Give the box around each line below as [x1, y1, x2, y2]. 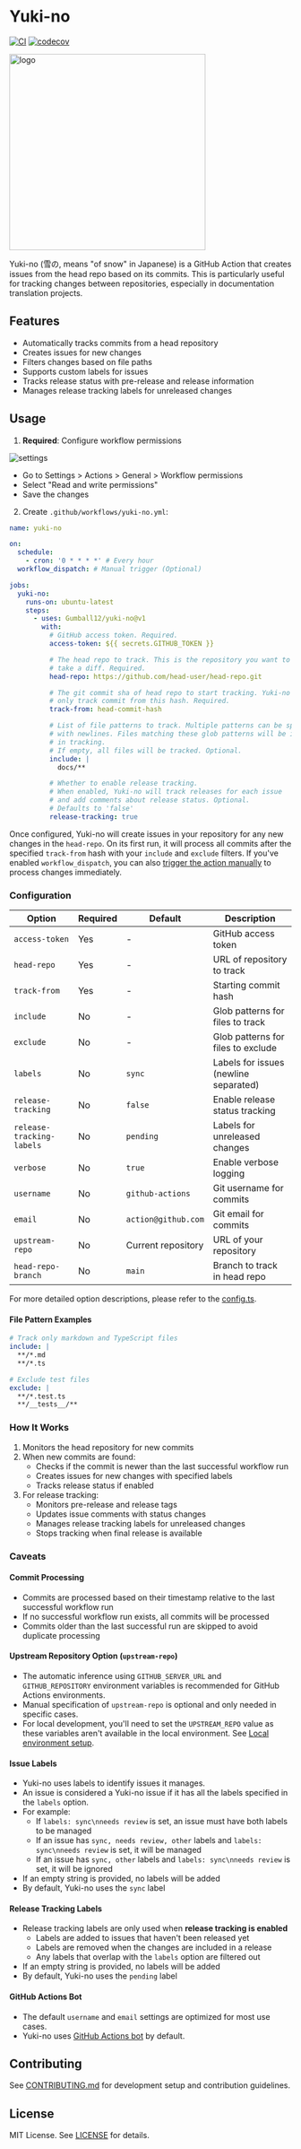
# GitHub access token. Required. [48, 631, 178, 640]
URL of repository [212, 953, 288, 966]
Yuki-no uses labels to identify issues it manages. [21, 1778, 206, 1788]
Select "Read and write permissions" [21, 479, 159, 490]
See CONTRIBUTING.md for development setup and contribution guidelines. [9, 2080, 291, 2091]
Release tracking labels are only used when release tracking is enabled [21, 1923, 288, 1934]
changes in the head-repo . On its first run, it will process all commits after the [9, 838, 292, 848]
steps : [25, 605, 50, 615]
